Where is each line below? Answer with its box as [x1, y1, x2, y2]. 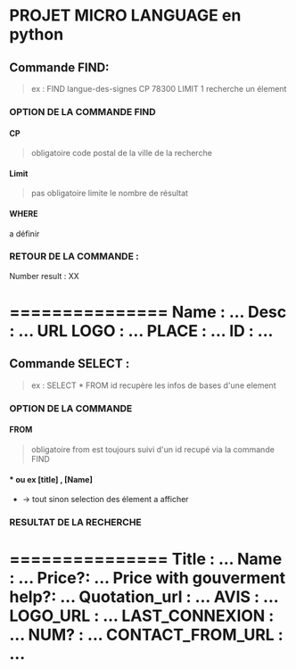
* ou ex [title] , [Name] [9, 474, 94, 484]
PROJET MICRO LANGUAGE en [9, 5, 242, 26]
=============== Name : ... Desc [9, 302, 287, 322]
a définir [9, 228, 40, 239]
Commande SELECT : [9, 356, 130, 371]
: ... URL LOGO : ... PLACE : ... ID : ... [9, 321, 274, 342]
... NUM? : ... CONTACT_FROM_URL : [9, 625, 284, 645]
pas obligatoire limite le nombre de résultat [30, 188, 189, 199]
